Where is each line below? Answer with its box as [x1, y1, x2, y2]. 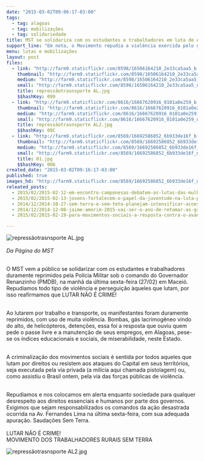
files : [6, 60, 23, 66]
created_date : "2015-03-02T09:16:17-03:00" [6, 167, 118, 173]
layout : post [6, 54, 39, 60]
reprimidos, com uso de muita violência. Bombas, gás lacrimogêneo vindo [6, 316, 192, 323]
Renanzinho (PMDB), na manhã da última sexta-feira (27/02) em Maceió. [6, 278, 188, 285]
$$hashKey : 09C [17, 128, 56, 134]
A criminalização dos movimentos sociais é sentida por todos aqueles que [6, 353, 192, 361]
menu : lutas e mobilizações [6, 49, 78, 55]
